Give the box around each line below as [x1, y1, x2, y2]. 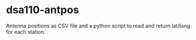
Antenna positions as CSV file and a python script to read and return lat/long [6, 22, 190, 29]
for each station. [6, 28, 46, 35]
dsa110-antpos [6, 3, 80, 17]
